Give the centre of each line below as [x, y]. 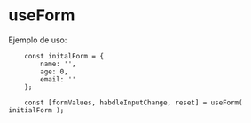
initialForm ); [36, 110]
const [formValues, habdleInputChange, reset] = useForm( [133, 103]
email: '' [58, 79]
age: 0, [54, 72]
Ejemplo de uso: [38, 40]
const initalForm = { [64, 56]
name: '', [58, 64]
